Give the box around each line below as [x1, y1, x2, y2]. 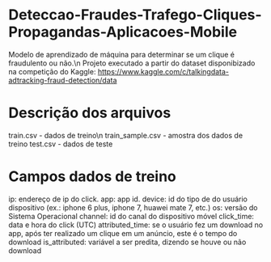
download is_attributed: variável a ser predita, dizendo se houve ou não [8, 237, 247, 247]
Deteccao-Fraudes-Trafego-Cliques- [8, 6, 262, 24]
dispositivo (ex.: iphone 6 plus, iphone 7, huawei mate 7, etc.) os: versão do [8, 202, 258, 212]
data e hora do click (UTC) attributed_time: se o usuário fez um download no [8, 220, 264, 230]
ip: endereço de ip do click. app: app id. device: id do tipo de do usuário [8, 194, 248, 204]
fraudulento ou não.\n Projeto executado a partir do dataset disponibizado [8, 58, 256, 68]
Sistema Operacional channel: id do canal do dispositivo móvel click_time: [8, 211, 255, 221]
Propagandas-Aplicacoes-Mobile [8, 23, 237, 41]
